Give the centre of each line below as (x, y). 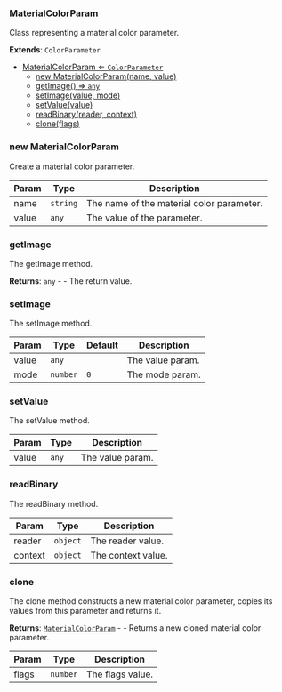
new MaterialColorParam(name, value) (106, 76)
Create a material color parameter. (72, 166)
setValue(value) (64, 105)
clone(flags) (57, 124)
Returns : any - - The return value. (71, 281)
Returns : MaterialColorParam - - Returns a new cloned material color (135, 628)
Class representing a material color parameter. (94, 33)
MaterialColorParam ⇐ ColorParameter (93, 67)
